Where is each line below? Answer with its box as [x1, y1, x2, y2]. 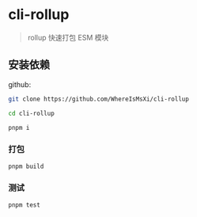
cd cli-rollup [8, 109, 55, 117]
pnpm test [8, 200, 41, 209]
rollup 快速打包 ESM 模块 [27, 32, 109, 42]
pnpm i [8, 124, 30, 131]
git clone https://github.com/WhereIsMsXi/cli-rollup [8, 95, 190, 103]
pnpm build [8, 162, 44, 170]
